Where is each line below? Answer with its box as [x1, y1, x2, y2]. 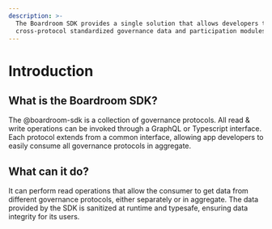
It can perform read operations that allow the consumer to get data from [8, 186, 249, 196]
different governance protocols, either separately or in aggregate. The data [8, 195, 259, 205]
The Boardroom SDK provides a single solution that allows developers [15, 19, 259, 28]
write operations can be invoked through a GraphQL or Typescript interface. [8, 124, 261, 134]
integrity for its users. [8, 212, 80, 222]
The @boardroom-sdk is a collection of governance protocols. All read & [8, 115, 251, 125]
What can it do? [8, 164, 89, 178]
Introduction [8, 61, 94, 80]
